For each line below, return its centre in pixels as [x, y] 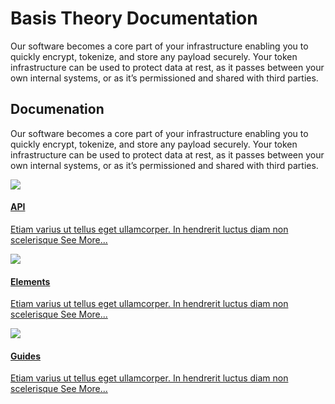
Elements [30, 281]
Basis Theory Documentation [134, 18]
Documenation [57, 109]
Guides [26, 356]
